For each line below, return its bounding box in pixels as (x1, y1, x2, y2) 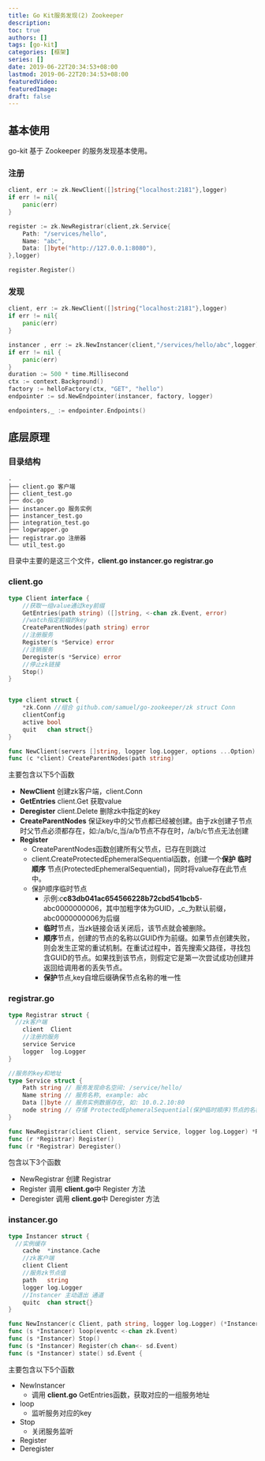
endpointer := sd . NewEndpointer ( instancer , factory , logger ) (8, 393, 214, 401)
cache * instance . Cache (22, 1247, 101, 1255)
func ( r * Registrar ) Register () (8, 1135, 114, 1143)
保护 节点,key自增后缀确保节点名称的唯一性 (43, 973, 181, 982)
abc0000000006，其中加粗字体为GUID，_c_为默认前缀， (43, 904, 230, 913)
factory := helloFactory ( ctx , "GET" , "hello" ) (8, 385, 164, 393)
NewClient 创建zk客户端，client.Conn (19, 787, 144, 796)
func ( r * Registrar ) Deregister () (8, 1143, 122, 1150)
